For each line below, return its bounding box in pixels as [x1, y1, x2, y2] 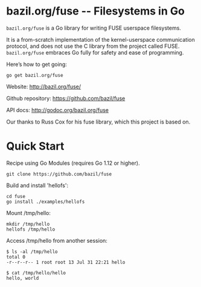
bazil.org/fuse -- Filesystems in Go [6, 4, 185, 18]
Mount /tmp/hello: [6, 209, 51, 216]
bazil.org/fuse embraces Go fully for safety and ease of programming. [6, 48, 184, 56]
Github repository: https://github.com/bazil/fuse [6, 94, 126, 102]
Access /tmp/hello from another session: [6, 237, 107, 244]
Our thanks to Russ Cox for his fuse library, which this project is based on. [6, 118, 191, 125]
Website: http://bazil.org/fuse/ [6, 83, 81, 90]
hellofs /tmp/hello [6, 226, 56, 233]
